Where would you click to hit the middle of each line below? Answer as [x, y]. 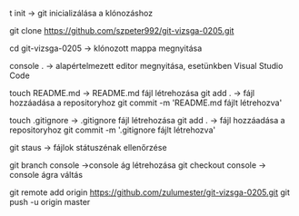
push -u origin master [50, 202]
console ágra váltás [46, 175]
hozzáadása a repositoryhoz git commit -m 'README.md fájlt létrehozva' [146, 103]
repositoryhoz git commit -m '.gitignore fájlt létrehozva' [113, 130]
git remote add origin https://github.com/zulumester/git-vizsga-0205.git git [150, 192]
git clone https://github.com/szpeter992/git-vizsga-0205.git [122, 30]
